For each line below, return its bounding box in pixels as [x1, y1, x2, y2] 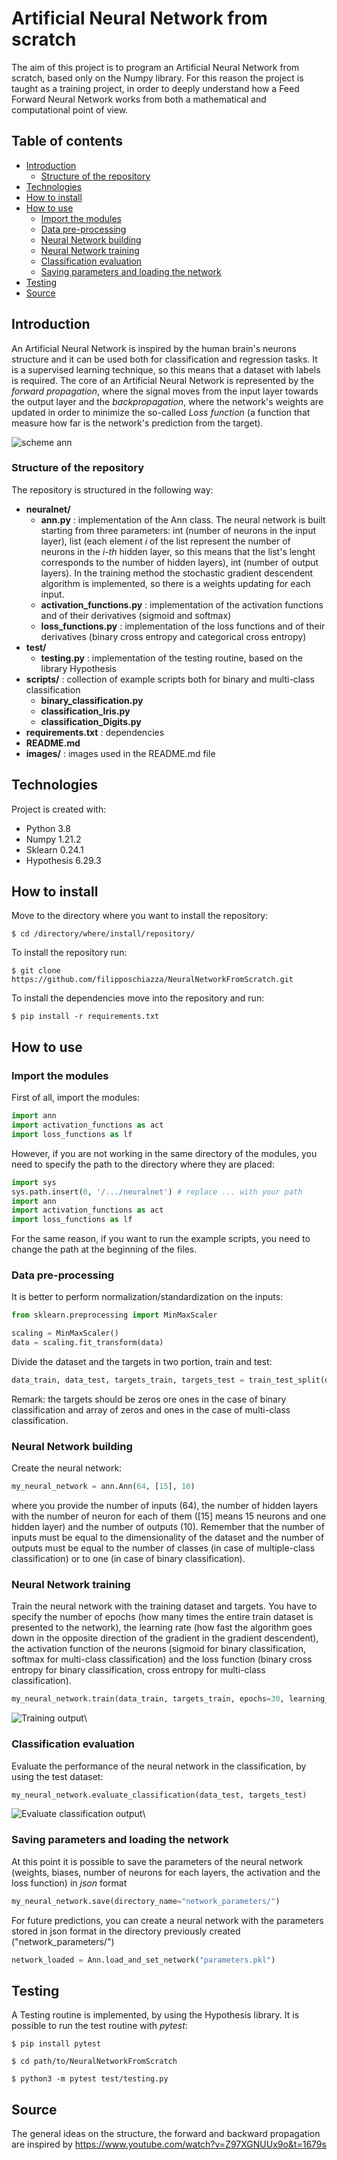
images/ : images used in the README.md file [25, 747, 216, 759]
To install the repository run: [11, 947, 128, 959]
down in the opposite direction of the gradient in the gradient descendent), [11, 1632, 319, 1644]
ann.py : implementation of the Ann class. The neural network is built [40, 513, 326, 526]
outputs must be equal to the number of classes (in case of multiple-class [11, 1542, 316, 1554]
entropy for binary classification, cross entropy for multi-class [11, 1664, 266, 1676]
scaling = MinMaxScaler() [11, 1328, 119, 1339]
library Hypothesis [40, 662, 117, 674]
